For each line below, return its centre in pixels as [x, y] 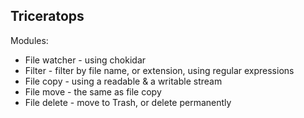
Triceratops [47, 16]
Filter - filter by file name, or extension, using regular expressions [159, 70]
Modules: [29, 40]
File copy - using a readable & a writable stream [123, 81]
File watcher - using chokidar [85, 60]
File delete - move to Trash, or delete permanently [128, 102]
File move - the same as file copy [93, 91]
